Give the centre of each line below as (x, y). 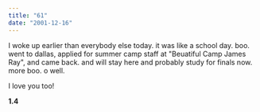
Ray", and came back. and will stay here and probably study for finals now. (130, 62)
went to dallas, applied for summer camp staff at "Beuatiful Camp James (127, 54)
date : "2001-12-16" (41, 23)
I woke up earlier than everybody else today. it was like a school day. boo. (129, 45)
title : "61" (28, 15)
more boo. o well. (37, 70)
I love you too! (31, 86)
